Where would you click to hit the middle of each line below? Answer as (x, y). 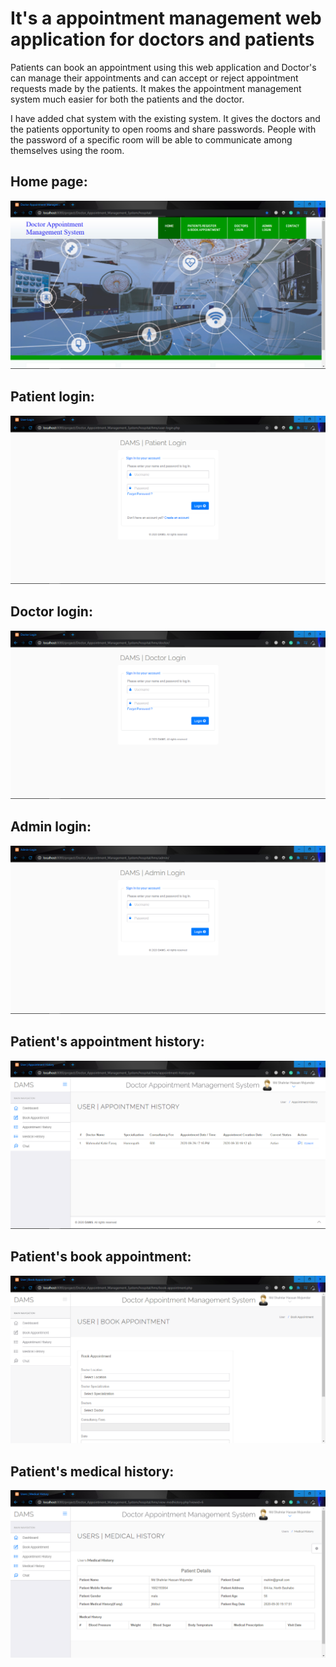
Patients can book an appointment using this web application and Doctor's (163, 67)
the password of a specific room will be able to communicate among (151, 139)
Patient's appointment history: (107, 1042)
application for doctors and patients (162, 39)
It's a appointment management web (166, 18)
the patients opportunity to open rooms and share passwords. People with (163, 129)
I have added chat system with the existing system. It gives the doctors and (165, 118)
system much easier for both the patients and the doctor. (127, 99)
